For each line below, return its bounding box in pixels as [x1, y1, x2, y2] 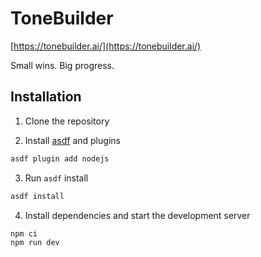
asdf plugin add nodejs [10, 153, 110, 164]
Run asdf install [24, 172, 89, 184]
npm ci [10, 228, 38, 239]
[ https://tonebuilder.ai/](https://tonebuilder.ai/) [10, 40, 202, 52]
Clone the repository [24, 115, 110, 127]
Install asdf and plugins [24, 134, 121, 146]
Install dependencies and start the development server [24, 209, 251, 221]
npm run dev [10, 238, 60, 248]
